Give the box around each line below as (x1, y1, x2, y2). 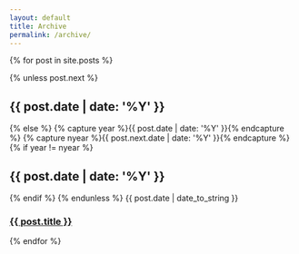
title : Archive (9, 22, 67, 31)
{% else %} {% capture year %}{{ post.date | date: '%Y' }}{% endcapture (9, 123, 284, 134)
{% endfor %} (9, 236, 62, 247)
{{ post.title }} (9, 215, 73, 228)
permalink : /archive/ (9, 30, 92, 39)
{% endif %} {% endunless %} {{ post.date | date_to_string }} (9, 192, 239, 203)
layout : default (9, 13, 71, 23)
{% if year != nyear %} (9, 142, 94, 153)
